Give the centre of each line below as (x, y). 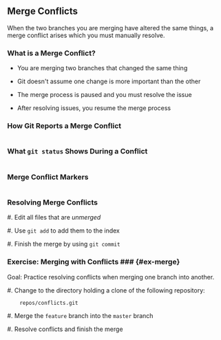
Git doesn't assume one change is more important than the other (109, 81)
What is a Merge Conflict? (52, 53)
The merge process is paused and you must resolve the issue (104, 95)
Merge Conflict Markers (48, 177)
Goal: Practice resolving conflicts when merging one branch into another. (111, 277)
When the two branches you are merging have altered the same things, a (110, 28)
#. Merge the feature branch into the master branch (80, 315)
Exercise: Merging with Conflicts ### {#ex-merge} (94, 262)
